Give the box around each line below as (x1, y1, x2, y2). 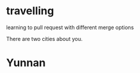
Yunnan (6, 56, 46, 69)
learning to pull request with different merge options (6, 24, 134, 31)
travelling (6, 4, 54, 18)
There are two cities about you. (6, 35, 83, 42)
